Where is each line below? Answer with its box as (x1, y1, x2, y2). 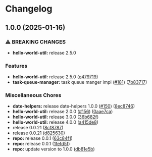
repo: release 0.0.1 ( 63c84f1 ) (12, 135, 73, 141)
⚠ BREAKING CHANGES (5, 38, 66, 45)
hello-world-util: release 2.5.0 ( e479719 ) (12, 74, 98, 80)
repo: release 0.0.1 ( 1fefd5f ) (12, 141, 70, 147)
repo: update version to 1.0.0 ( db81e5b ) (12, 146, 95, 152)
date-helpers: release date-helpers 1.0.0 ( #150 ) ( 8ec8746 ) (12, 103, 135, 109)
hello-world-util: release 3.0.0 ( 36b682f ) (12, 114, 99, 120)
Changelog (5, 3, 53, 15)
